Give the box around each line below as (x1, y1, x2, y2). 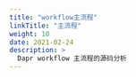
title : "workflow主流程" (9, 12, 98, 22)
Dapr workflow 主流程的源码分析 (17, 54, 127, 63)
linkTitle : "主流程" (9, 21, 82, 30)
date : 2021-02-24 (9, 37, 74, 47)
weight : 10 (9, 29, 50, 38)
